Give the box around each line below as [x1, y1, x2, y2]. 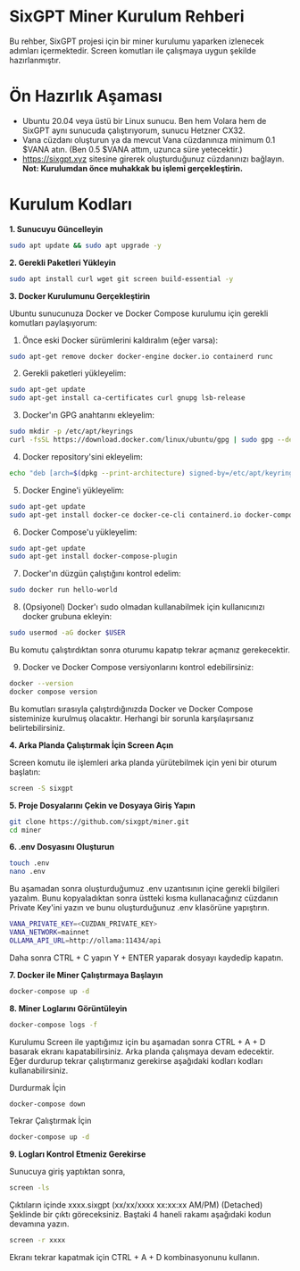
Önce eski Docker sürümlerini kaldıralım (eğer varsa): [21, 335, 219, 345]
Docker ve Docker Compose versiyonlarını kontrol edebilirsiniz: [21, 662, 254, 673]
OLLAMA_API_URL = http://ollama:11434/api [9, 935, 162, 945]
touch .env [9, 859, 50, 868]
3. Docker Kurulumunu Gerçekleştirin [9, 290, 150, 301]
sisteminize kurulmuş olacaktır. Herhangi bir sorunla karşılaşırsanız [9, 712, 254, 724]
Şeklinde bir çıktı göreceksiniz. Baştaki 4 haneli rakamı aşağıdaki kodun [9, 1209, 271, 1220]
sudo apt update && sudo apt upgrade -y [9, 241, 162, 250]
